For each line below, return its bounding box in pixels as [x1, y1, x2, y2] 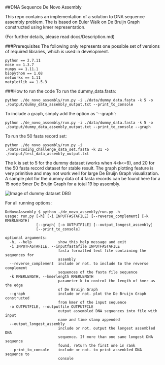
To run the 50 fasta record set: [5, 133, 67, 139]
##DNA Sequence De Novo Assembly [5, 4, 82, 10]
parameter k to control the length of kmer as [58, 278, 155, 283]
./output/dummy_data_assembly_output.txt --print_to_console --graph [5, 125, 151, 130]
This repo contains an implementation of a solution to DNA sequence [5, 14, 145, 19]
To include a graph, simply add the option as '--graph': [5, 111, 117, 116]
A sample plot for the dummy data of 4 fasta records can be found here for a [5, 176, 161, 181]
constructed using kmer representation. [5, 24, 86, 30]
